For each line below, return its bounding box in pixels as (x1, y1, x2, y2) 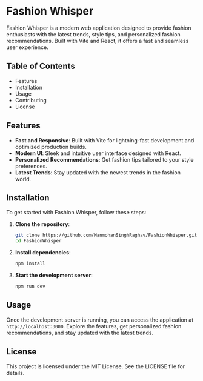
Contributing (15, 96, 47, 104)
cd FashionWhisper (15, 238, 62, 244)
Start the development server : (15, 271, 93, 279)
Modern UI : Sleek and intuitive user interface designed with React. (15, 150, 182, 157)
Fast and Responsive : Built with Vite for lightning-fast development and (15, 136, 195, 144)
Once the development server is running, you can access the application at (6, 316, 194, 323)
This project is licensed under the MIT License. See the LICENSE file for (6, 362, 185, 370)
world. (15, 175, 32, 182)
